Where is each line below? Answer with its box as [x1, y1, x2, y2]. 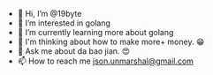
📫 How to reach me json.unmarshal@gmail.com [17, 56, 194, 66]
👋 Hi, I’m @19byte [17, 9, 82, 19]
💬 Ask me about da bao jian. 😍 [17, 46, 131, 56]
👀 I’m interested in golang [17, 18, 110, 28]
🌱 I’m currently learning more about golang [17, 27, 174, 37]
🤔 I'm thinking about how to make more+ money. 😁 [17, 36, 205, 47]
